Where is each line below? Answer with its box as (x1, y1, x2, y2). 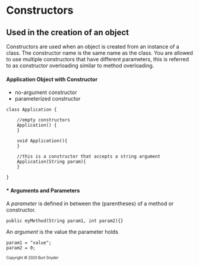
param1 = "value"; (6, 240, 52, 246)
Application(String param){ (17, 159, 86, 165)
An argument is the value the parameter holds (6, 229, 119, 236)
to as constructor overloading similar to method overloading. (6, 62, 154, 69)
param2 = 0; (6, 245, 36, 251)
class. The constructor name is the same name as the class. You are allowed (6, 49, 193, 57)
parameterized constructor (14, 95, 81, 102)
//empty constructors (17, 117, 70, 123)
